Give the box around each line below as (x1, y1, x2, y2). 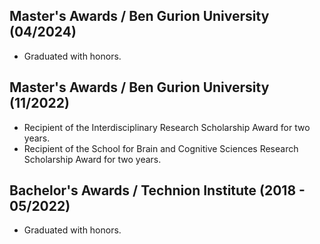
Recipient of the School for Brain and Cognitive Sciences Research (23, 142, 299, 154)
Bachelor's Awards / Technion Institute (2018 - (9, 182, 306, 199)
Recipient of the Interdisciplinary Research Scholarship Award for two (23, 121, 311, 133)
